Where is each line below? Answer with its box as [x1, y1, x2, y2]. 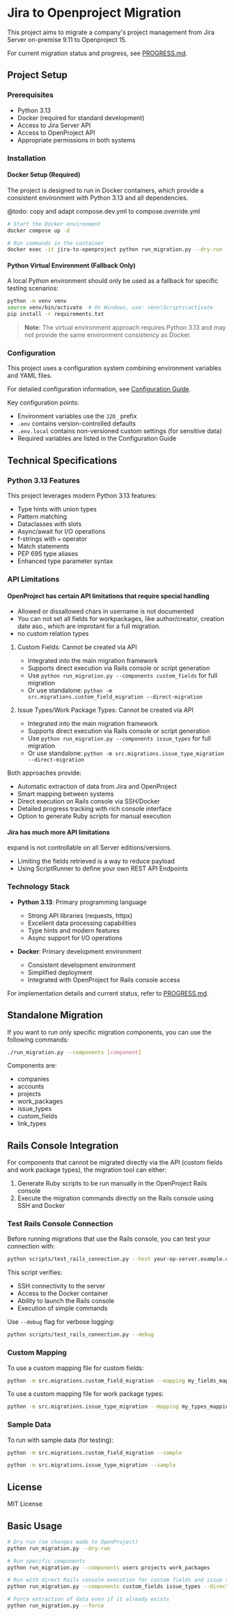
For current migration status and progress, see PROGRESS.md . [7, 49, 188, 57]
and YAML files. [7, 372, 52, 380]
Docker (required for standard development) [17, 113, 145, 122]
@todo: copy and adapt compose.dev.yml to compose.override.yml [7, 207, 201, 215]
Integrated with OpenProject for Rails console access [27, 975, 180, 984]
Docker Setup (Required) [7, 170, 81, 179]
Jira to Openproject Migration [7, 5, 182, 21]
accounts [17, 1082, 45, 1091]
